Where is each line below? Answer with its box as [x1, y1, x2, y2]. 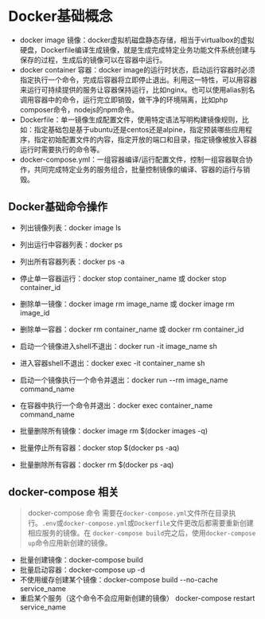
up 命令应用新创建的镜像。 [27, 538, 113, 547]
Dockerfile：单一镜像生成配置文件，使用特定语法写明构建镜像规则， [19, 115, 243, 124]
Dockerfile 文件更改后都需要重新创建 [134, 518, 254, 527]
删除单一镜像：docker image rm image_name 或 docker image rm [19, 299, 235, 308]
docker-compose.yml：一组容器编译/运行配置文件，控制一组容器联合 [19, 155, 247, 164]
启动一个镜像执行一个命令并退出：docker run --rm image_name [19, 375, 228, 385]
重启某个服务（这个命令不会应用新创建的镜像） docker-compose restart [19, 593, 255, 602]
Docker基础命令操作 [8, 200, 108, 214]
